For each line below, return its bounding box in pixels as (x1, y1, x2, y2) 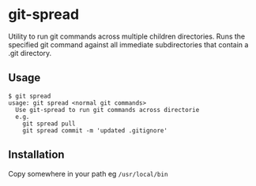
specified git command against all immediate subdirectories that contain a (8, 39, 249, 49)
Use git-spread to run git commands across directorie (15, 106, 200, 113)
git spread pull (22, 120, 77, 128)
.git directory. (8, 48, 52, 58)
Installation (8, 148, 65, 162)
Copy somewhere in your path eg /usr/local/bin (8, 169, 168, 178)
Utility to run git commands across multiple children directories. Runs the (8, 32, 246, 41)
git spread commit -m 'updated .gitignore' (22, 126, 168, 135)
